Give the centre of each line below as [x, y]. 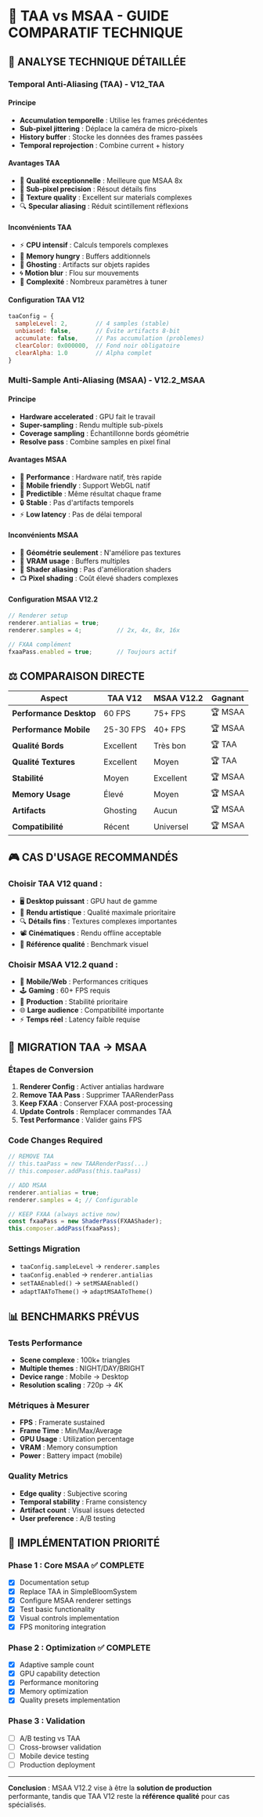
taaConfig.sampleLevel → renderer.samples [90, 1266]
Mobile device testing [54, 1756]
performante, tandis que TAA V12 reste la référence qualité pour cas [119, 1796]
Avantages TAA [34, 163]
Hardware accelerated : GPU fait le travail [87, 416]
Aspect [54, 698]
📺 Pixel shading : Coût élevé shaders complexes [99, 578]
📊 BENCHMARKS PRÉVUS [74, 1316]
